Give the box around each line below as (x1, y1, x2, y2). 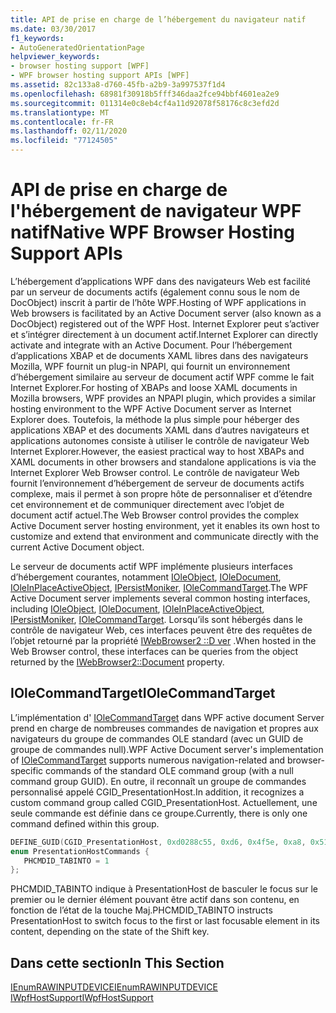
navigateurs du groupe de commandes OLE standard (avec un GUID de (10, 732, 304, 745)
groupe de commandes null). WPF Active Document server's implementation (10, 743, 324, 755)
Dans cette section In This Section (10, 954, 225, 971)
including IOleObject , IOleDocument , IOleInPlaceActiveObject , (10, 602, 265, 615)
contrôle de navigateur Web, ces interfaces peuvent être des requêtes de (10, 624, 313, 636)
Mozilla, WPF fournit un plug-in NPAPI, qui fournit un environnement (10, 360, 291, 372)
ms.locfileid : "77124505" (10, 136, 118, 146)
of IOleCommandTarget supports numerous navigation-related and (10, 754, 286, 766)
